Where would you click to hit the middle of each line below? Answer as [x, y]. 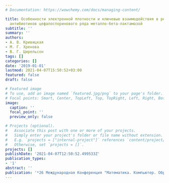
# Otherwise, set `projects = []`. [45, 145]
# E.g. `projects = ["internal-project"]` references [65, 140]
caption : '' [22, 108]
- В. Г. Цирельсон [24, 52]
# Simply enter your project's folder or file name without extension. [84, 135]
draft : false [19, 80]
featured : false [22, 75]
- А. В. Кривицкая [24, 42]
